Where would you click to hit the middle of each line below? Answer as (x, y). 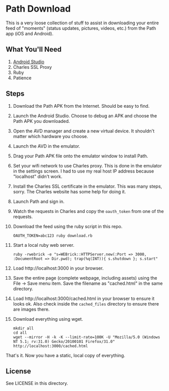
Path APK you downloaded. (41, 121)
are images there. (31, 309)
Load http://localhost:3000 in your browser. (58, 268)
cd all (20, 333)
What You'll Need (34, 49)
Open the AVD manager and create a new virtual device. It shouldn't (84, 131)
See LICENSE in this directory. (37, 383)
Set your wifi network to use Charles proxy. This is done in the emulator (87, 165)
